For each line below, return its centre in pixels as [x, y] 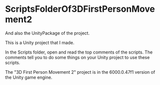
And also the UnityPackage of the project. [47, 33]
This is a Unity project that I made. [40, 42]
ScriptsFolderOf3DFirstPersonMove [80, 9]
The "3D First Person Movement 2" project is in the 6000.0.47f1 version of [80, 72]
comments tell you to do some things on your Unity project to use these [77, 57]
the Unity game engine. [29, 77]
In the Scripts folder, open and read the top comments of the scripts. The [79, 52]
